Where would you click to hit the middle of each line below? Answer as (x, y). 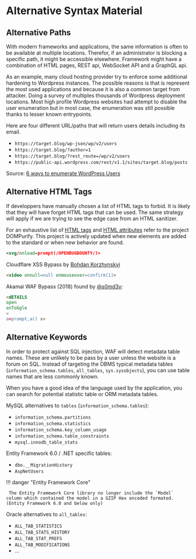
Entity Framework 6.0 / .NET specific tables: (59, 453)
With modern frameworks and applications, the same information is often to (97, 46)
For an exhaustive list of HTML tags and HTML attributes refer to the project (97, 230)
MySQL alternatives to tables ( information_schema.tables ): (78, 405)
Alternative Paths (39, 33)
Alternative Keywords (47, 337)
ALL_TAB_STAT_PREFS (38, 538)
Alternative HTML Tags (49, 192)
